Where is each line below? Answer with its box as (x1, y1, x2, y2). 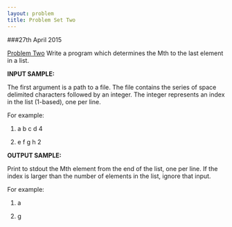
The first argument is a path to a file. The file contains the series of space (7, 83, 217, 91)
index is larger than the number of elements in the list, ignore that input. (7, 172, 211, 180)
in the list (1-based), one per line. (7, 97, 102, 106)
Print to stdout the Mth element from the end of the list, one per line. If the (7, 164, 218, 172)
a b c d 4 (17, 124, 43, 132)
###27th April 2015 (7, 35, 62, 43)
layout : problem (7, 10, 54, 17)
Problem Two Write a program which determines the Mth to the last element (7, 49, 224, 57)
